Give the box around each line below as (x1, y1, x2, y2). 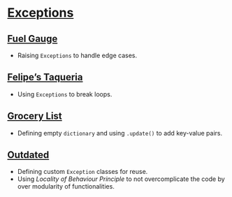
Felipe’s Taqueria (7, 71, 83, 83)
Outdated (7, 149, 50, 161)
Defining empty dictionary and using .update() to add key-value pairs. (17, 129, 222, 137)
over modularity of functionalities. (17, 182, 115, 191)
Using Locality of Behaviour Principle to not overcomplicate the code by (17, 175, 225, 183)
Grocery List (7, 110, 63, 122)
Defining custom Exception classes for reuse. (17, 168, 148, 176)
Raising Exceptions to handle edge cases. (17, 51, 138, 59)
